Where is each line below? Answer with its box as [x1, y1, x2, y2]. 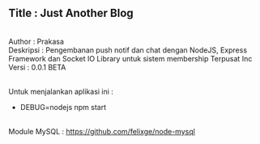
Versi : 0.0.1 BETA [8, 62, 66, 72]
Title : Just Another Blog [8, 6, 134, 20]
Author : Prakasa [8, 36, 65, 46]
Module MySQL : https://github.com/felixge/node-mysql [8, 126, 196, 136]
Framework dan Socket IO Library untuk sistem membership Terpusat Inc [8, 53, 253, 63]
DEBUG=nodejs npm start [19, 102, 107, 112]
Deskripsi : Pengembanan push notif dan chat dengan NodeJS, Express [8, 44, 248, 55]
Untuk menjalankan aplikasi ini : [8, 87, 113, 96]
